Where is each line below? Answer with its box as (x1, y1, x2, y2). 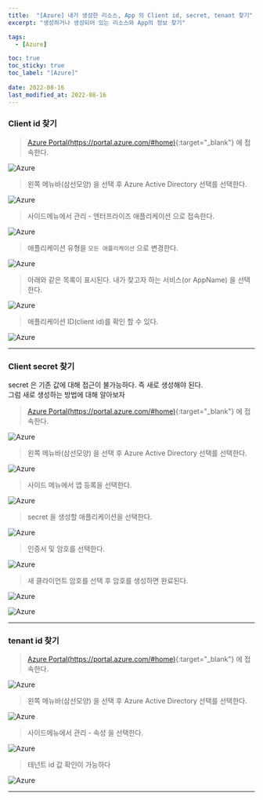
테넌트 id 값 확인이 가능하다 (27, 760, 111, 769)
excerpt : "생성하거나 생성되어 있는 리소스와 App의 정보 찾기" (8, 19, 186, 27)
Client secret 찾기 (8, 360, 75, 371)
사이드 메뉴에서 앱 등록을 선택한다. (27, 480, 132, 490)
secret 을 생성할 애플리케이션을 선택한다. (27, 512, 153, 522)
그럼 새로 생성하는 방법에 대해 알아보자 (8, 390, 125, 400)
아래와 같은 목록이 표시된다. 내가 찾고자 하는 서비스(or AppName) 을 (27, 275, 236, 284)
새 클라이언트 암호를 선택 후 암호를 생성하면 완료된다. (27, 576, 189, 586)
